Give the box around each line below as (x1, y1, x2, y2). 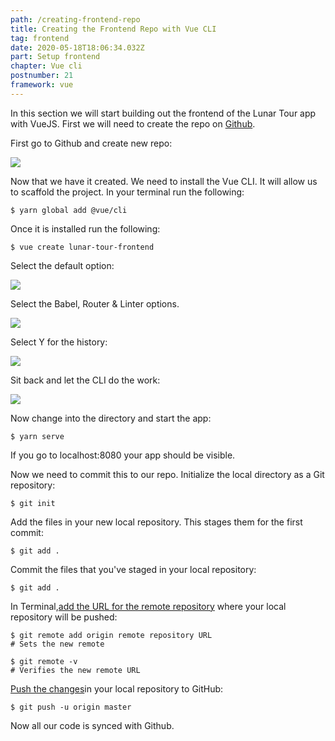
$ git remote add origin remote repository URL (10, 630, 213, 640)
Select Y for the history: (10, 336, 108, 348)
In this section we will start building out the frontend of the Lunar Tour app (10, 107, 317, 119)
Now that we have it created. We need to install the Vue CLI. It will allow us (10, 175, 318, 187)
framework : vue (10, 80, 74, 90)
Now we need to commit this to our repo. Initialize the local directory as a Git (10, 468, 325, 480)
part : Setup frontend (10, 52, 101, 62)
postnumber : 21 (10, 71, 74, 81)
